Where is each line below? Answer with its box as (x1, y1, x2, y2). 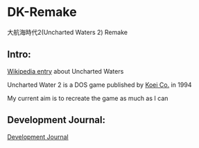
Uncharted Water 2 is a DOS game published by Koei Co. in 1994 (7, 81, 192, 89)
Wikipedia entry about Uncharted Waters (7, 67, 124, 75)
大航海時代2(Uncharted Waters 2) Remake (7, 28, 128, 36)
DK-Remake (7, 4, 78, 20)
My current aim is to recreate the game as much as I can (7, 94, 168, 102)
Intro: (7, 49, 31, 60)
